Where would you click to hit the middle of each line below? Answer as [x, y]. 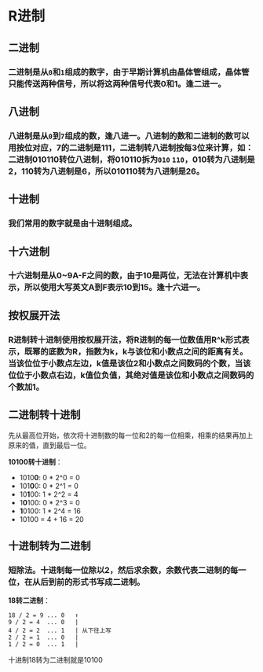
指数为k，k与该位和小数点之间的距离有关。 [166, 351]
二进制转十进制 [44, 415]
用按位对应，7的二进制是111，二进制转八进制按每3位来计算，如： [131, 148]
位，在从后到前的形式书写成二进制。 [77, 582]
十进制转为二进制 [49, 546]
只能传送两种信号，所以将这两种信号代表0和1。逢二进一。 [117, 83]
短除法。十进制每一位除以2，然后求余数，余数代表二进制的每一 [127, 570]
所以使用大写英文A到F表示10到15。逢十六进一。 [115, 288]
